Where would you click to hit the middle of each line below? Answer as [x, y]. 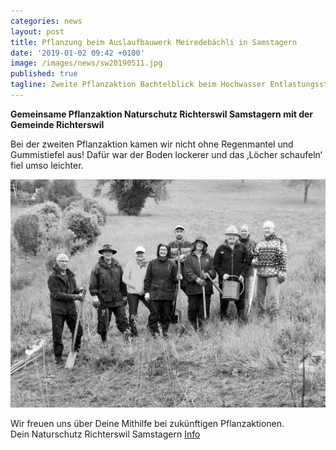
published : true [44, 74]
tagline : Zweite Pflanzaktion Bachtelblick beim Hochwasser [138, 85]
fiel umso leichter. [47, 165]
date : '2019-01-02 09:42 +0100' [77, 53]
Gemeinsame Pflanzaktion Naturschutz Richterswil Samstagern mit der [162, 114]
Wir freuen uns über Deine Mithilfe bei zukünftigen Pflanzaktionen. [147, 423]
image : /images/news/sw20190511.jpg [86, 63]
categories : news [46, 21]
